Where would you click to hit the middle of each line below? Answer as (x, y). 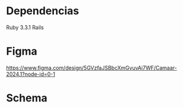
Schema (27, 98)
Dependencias (43, 11)
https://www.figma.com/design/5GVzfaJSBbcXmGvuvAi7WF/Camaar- (91, 68)
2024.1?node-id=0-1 (30, 74)
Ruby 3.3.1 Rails (25, 27)
